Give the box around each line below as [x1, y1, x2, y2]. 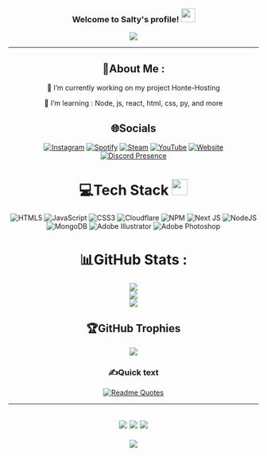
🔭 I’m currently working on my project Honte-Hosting [46, 83, 221, 93]
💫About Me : [102, 62, 165, 75]
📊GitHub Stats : [79, 251, 188, 269]
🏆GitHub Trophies [86, 322, 181, 335]
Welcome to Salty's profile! [72, 14, 180, 25]
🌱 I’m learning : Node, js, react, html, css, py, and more [44, 99, 223, 108]
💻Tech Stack [79, 181, 169, 199]
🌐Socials [110, 122, 157, 135]
